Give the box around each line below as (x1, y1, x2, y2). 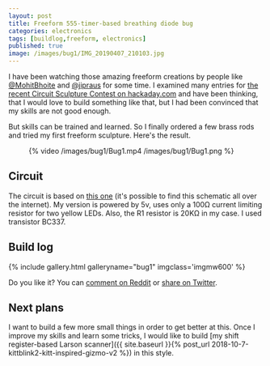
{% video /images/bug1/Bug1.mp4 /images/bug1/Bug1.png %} (28, 147, 234, 155)
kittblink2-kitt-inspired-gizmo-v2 (8, 348, 118, 358)
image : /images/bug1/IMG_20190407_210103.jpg (8, 49, 164, 57)
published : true (8, 42, 63, 50)
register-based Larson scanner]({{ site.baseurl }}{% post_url (8, 339, 210, 349)
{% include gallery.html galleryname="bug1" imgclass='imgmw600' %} (8, 262, 246, 271)
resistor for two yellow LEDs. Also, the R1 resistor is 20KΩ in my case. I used (8, 208, 263, 218)
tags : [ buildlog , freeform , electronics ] (8, 34, 147, 43)
